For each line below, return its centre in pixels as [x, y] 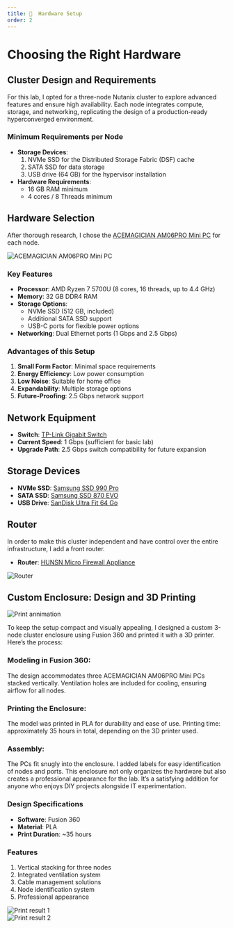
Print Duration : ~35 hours [54, 834]
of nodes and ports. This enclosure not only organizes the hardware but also [117, 772]
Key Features [30, 274]
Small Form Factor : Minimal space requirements [87, 366]
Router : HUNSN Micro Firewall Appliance [76, 562]
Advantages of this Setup [51, 351]
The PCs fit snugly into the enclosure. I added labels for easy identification [114, 764]
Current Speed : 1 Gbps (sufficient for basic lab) [86, 442]
